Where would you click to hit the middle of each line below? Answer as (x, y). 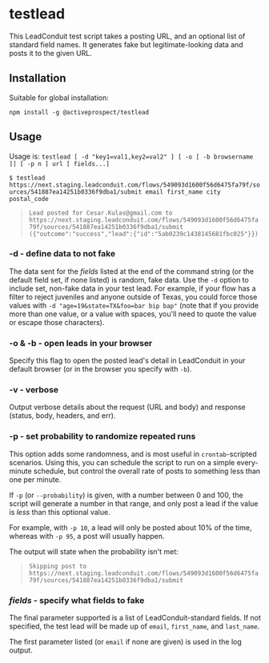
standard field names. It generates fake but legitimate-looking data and (126, 44)
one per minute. (35, 479)
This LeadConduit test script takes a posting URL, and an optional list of (127, 36)
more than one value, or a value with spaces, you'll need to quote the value (133, 314)
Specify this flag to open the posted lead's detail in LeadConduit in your (127, 360)
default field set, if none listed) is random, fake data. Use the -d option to (129, 279)
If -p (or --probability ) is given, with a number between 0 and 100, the (126, 495)
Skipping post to (58, 566)
